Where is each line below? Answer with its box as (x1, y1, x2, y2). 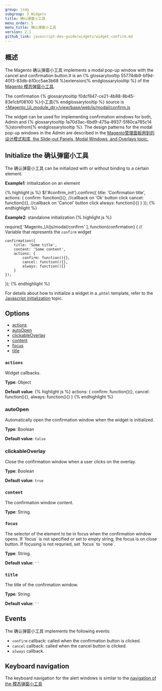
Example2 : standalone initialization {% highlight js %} (5, 214, 112, 220)
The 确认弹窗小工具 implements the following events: (5, 628, 111, 634)
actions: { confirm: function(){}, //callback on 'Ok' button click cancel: (5, 194, 144, 200)
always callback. (12, 648, 44, 654)
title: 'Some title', (14, 242, 57, 247)
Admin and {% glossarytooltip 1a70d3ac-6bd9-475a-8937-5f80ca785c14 (5, 119, 152, 125)
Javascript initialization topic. (5, 295, 63, 301)
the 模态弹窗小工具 (5, 681, 43, 687)
